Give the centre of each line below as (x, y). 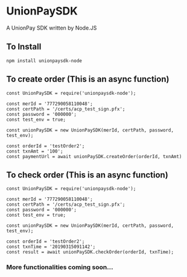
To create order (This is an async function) (88, 79)
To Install (24, 47)
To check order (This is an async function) (87, 175)
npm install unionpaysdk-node (44, 61)
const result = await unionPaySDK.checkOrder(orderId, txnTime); (90, 252)
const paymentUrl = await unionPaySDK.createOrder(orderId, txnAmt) (94, 156)
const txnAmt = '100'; (35, 151)
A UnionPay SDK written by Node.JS (52, 28)
